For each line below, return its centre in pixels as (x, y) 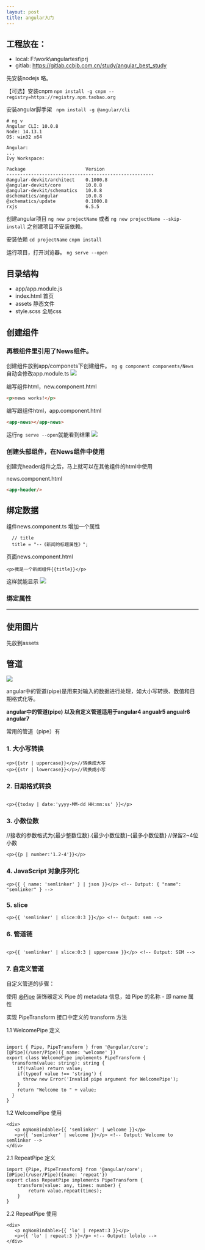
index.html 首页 (34, 296)
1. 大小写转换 (25, 749)
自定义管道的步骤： (31, 983)
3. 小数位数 (23, 821)
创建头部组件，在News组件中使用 (56, 452)
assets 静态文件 (35, 304)
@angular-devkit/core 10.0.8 (54, 185)
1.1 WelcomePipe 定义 (33, 1030)
